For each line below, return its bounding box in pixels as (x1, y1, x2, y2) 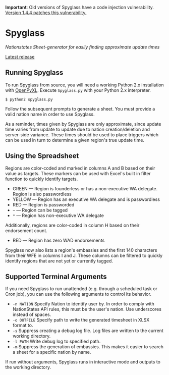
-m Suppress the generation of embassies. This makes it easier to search (12, 344, 164, 350)
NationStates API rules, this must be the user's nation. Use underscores (12, 306, 161, 312)
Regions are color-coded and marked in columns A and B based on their (5, 165, 155, 171)
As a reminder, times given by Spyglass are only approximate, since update (5, 121, 161, 127)
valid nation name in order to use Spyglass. (5, 111, 95, 117)
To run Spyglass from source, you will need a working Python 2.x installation (5, 82, 164, 88)
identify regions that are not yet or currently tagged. (5, 257, 114, 264)
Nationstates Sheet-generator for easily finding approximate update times (5, 44, 160, 50)
